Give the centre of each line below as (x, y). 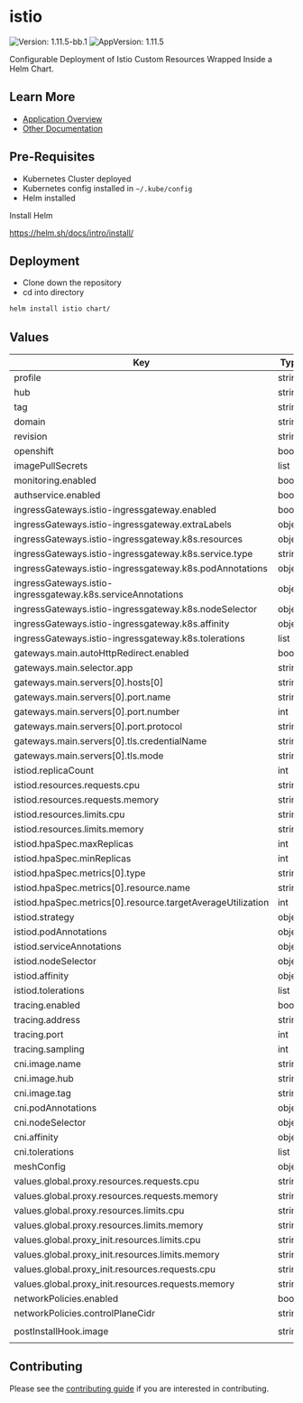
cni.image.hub (44, 1079)
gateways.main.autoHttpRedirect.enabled (101, 654)
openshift (34, 451)
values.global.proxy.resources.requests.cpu (107, 1182)
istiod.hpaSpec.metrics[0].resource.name (102, 888)
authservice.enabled (57, 496)
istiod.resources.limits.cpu (69, 814)
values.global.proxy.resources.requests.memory (116, 1196)
